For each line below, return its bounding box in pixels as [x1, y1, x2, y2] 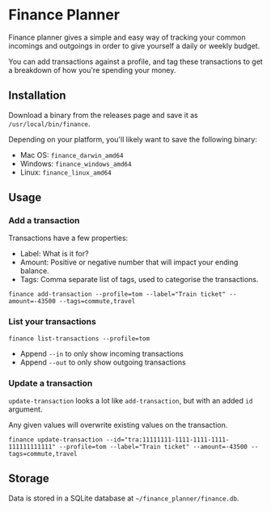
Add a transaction [8, 215, 80, 226]
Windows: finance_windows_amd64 [19, 158, 132, 168]
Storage [8, 471, 50, 486]
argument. [8, 404, 43, 414]
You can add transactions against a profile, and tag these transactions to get [8, 57, 263, 66]
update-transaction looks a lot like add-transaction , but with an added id [8, 396, 253, 406]
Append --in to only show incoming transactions [19, 348, 184, 358]
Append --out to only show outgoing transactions [19, 357, 186, 367]
